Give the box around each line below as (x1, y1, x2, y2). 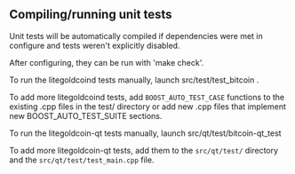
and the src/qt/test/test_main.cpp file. (9, 154, 155, 165)
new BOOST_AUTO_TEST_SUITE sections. (9, 110, 163, 121)
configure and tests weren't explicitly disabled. (9, 40, 180, 51)
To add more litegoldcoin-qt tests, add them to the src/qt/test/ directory (9, 145, 278, 155)
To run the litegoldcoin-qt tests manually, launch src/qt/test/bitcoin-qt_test (9, 128, 282, 138)
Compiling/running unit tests (9, 7, 172, 22)
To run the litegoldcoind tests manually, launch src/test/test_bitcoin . (9, 75, 259, 85)
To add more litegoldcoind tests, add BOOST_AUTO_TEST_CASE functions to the (9, 91, 285, 102)
